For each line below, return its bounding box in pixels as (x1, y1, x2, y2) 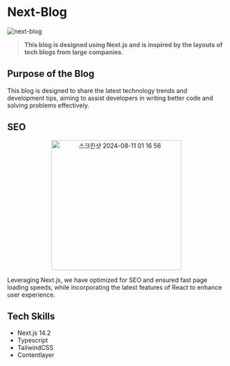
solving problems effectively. (7, 101, 90, 110)
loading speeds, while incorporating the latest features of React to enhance (7, 283, 222, 291)
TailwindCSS (17, 344, 54, 352)
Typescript (17, 336, 48, 345)
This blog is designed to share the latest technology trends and (7, 86, 188, 94)
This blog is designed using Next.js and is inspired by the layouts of (24, 40, 223, 49)
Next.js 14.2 (17, 329, 51, 337)
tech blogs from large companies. (24, 48, 124, 56)
